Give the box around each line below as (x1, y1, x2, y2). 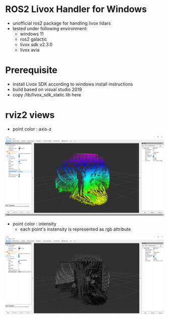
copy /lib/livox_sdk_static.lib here (12, 91, 81, 97)
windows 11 (20, 31, 44, 37)
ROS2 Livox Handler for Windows (5, 4, 147, 15)
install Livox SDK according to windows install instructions (12, 81, 133, 87)
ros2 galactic (20, 36, 47, 42)
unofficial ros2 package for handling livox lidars (12, 20, 111, 26)
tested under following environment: (12, 25, 88, 31)
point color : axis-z (12, 126, 52, 132)
